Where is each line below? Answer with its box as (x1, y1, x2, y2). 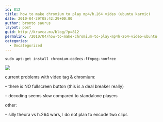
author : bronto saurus (5, 20, 51, 26)
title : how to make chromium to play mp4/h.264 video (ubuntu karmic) (5, 12, 151, 16)
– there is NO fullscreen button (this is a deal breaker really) (5, 83, 124, 89)
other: (5, 102, 17, 108)
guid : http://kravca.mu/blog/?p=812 (5, 30, 79, 34)
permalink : (5, 34, 27, 39)
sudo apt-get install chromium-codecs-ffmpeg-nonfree (5, 56, 116, 61)
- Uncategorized (9, 43, 42, 48)
